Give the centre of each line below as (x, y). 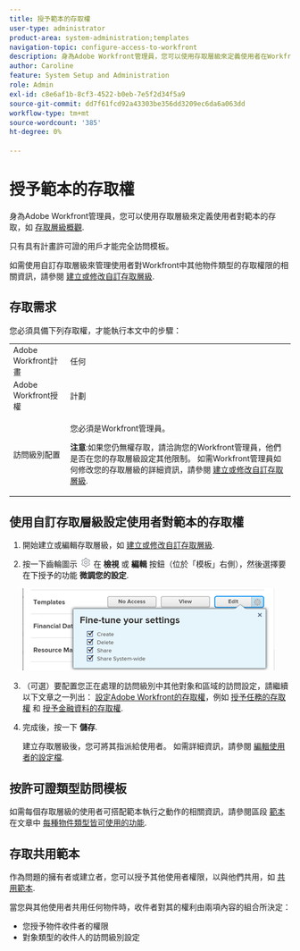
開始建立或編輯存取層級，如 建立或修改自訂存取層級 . (118, 545)
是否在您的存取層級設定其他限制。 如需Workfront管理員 (172, 459)
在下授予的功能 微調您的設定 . (75, 576)
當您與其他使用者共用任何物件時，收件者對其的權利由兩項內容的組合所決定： (150, 906)
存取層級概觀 (58, 227)
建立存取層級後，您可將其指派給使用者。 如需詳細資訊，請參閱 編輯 (146, 746)
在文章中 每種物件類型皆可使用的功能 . (78, 823)
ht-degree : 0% (36, 132)
